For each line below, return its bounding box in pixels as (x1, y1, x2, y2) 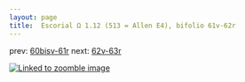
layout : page (9, 12, 58, 22)
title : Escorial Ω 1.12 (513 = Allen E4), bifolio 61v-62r (9, 21, 237, 30)
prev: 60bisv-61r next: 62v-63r (9, 45, 122, 56)
